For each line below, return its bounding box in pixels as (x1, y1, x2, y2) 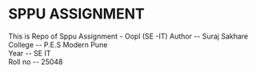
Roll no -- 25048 (8, 57, 63, 67)
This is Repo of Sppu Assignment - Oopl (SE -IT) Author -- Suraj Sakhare (8, 31, 249, 41)
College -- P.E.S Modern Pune (8, 39, 108, 49)
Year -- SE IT (8, 48, 51, 58)
